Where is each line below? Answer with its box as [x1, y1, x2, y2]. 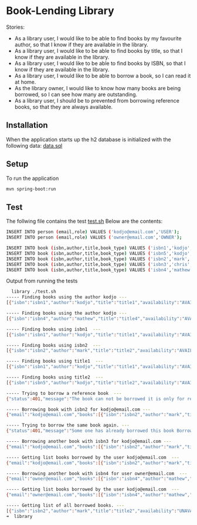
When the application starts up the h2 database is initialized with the [6, 136, 171, 143]
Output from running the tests [6, 277, 78, 285]
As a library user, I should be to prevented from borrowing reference [14, 97, 180, 104]
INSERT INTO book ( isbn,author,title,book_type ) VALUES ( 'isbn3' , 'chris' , [6, 261, 193, 267]
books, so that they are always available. [14, 103, 113, 110]
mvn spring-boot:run [6, 186, 57, 192]
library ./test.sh [11, 289, 57, 295]
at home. [14, 78, 36, 86]
